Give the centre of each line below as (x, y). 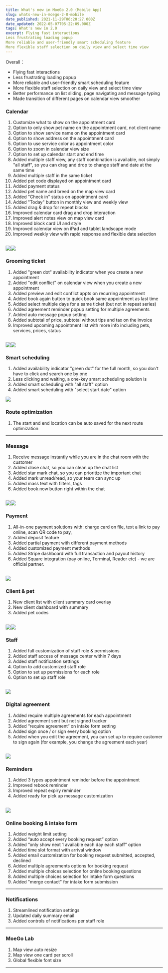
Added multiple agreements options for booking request (71, 866)
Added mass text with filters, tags (47, 483)
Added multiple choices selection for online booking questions (77, 871)
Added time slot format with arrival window (57, 850)
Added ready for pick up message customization (63, 796)
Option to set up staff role (39, 677)
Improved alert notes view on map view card (58, 218)
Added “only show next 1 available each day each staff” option (77, 845)
